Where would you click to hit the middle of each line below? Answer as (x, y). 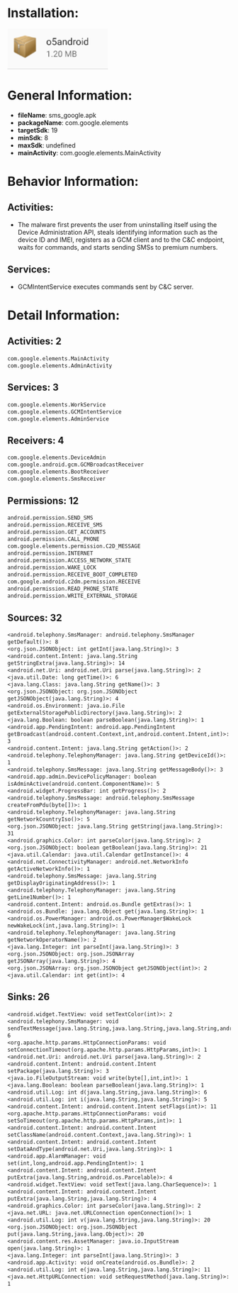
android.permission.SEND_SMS (50, 518)
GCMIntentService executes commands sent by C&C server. (106, 287)
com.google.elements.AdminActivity (60, 366)
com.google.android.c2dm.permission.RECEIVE (74, 582)
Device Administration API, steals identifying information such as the (118, 232)
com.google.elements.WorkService (57, 405)
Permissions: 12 (43, 500)
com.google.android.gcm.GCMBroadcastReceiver (75, 465)
